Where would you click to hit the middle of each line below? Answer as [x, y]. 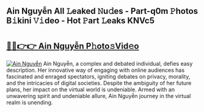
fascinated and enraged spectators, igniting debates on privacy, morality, [98, 76]
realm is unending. [30, 102]
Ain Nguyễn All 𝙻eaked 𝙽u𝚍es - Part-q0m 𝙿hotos [102, 11]
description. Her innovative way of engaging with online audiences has [96, 70]
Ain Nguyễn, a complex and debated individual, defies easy [118, 64]
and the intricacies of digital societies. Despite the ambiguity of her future [99, 83]
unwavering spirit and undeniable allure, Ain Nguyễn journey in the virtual [99, 96]
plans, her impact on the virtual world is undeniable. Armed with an [91, 89]
